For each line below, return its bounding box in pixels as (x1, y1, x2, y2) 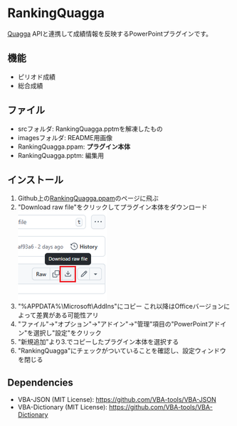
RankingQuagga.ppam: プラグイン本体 (17, 142, 131, 151)
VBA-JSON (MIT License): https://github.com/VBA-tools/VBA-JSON (17, 395, 216, 404)
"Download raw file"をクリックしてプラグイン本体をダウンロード (17, 203, 208, 211)
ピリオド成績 (17, 73, 56, 81)
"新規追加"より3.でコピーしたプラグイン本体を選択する (17, 338, 179, 346)
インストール (7, 174, 64, 186)
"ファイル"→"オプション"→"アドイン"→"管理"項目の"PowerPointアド (17, 320, 221, 329)
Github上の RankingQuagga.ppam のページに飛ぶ (17, 194, 159, 203)
